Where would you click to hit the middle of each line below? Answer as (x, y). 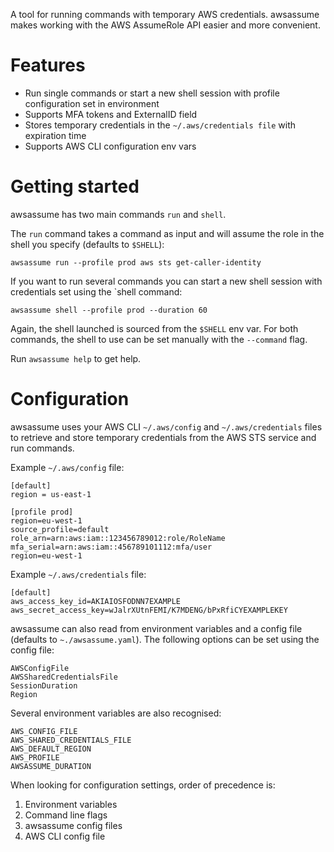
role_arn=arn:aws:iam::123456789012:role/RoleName (118, 538)
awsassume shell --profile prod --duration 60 (109, 310)
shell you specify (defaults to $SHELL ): (87, 244)
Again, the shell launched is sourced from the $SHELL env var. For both (154, 328)
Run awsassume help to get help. (76, 358)
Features (48, 65)
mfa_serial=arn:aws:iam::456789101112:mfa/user (111, 547)
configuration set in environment (92, 103)
